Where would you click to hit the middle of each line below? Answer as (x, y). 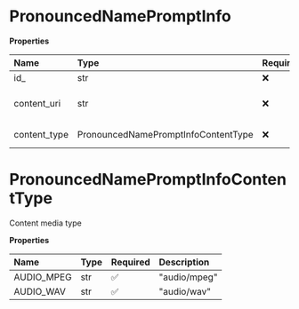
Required (131, 262)
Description (184, 262)
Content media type (45, 223)
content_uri (37, 103)
